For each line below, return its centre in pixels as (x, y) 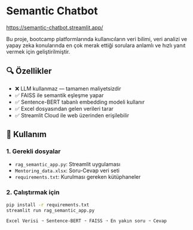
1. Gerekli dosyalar (33, 151)
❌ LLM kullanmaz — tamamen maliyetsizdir (68, 88)
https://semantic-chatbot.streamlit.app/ (55, 27)
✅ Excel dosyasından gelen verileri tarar (64, 108)
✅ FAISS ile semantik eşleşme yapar (59, 95)
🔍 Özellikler (29, 71)
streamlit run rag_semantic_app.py (50, 210)
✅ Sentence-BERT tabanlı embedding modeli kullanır (80, 102)
